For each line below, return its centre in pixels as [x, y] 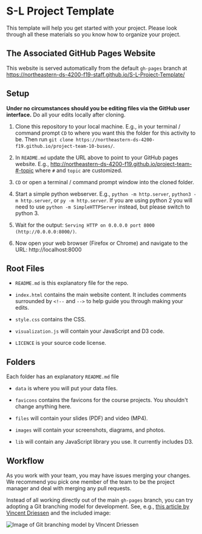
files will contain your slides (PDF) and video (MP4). [81, 418]
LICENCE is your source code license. [61, 343]
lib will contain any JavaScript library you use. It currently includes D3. [104, 442]
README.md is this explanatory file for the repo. [72, 283]
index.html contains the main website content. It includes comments [101, 295]
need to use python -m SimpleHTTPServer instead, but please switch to [103, 207]
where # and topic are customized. [79, 170]
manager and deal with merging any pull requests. [69, 488]
